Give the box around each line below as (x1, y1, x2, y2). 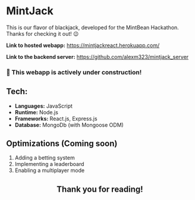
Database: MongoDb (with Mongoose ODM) (14, 121, 124, 129)
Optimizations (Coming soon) (6, 139, 118, 149)
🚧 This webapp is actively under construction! (6, 68, 142, 76)
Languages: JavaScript (14, 102, 73, 110)
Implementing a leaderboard (14, 161, 84, 168)
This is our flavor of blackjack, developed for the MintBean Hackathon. (6, 24, 180, 31)
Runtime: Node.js (14, 108, 58, 115)
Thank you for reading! (56, 184, 144, 194)
